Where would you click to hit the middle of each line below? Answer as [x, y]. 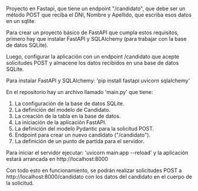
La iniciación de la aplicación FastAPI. [61, 122]
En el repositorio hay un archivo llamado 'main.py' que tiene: [80, 92]
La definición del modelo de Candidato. [62, 110]
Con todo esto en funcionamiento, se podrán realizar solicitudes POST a [94, 170]
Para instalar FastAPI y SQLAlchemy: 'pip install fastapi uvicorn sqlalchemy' [98, 80]
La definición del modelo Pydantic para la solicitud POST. [85, 129]
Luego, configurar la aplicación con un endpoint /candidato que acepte [93, 56]
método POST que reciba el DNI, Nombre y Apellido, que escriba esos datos [99, 15]
